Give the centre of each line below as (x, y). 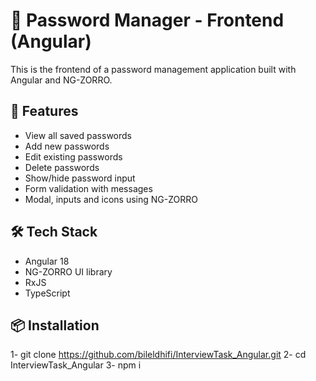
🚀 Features (44, 111)
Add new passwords (67, 146)
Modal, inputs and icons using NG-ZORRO (111, 199)
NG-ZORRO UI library (68, 271)
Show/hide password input (80, 178)
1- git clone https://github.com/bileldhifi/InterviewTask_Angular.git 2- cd (158, 355)
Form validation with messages (88, 188)
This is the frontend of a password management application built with (153, 69)
